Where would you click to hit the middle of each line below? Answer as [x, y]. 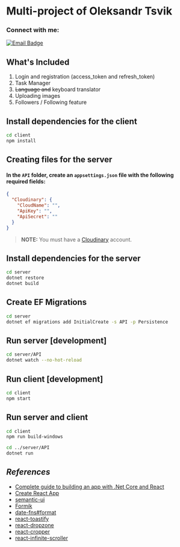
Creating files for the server [59, 160]
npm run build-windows [35, 437]
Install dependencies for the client [72, 121]
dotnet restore [25, 278]
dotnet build [23, 284]
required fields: [26, 181]
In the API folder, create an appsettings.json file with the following [90, 175]
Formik [23, 506]
